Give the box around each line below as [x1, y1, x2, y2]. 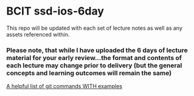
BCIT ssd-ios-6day [6, 4, 105, 18]
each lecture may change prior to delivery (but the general [6, 61, 182, 69]
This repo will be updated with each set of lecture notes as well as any [6, 24, 182, 32]
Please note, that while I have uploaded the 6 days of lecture [6, 46, 189, 54]
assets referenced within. [6, 30, 70, 38]
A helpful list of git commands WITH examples [6, 83, 123, 90]
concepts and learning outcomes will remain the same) [6, 69, 172, 77]
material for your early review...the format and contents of [6, 53, 182, 62]
